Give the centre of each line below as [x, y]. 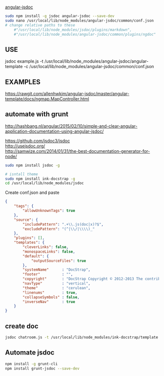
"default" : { [36, 256]
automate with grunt [37, 114]
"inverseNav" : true [49, 302]
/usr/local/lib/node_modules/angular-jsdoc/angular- [97, 61]
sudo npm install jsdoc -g [32, 165]
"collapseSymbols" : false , [51, 297]
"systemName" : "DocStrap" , [57, 270]
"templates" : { [29, 243]
